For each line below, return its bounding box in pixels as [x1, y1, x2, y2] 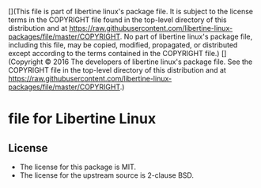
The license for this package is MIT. [19, 162, 137, 171]
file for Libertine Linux [8, 110, 157, 128]
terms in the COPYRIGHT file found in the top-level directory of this [8, 15, 227, 24]
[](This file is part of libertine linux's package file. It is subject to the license [8, 7, 253, 16]
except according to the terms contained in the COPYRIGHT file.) [8, 49, 220, 58]
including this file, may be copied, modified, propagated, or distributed [8, 40, 238, 50]
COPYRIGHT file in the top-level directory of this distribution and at [8, 66, 227, 74]
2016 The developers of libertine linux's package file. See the [52, 57, 253, 66]
